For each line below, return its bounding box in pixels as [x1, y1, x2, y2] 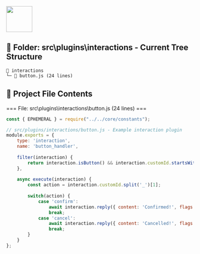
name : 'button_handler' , [17, 144, 79, 150]
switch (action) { [27, 193, 70, 199]
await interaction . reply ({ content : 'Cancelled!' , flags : [48, 221, 196, 227]
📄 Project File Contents [6, 89, 93, 99]
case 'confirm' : [37, 198, 79, 204]
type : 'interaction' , [17, 138, 70, 144]
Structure [6, 52, 43, 62]
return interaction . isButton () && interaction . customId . [27, 160, 171, 166]
